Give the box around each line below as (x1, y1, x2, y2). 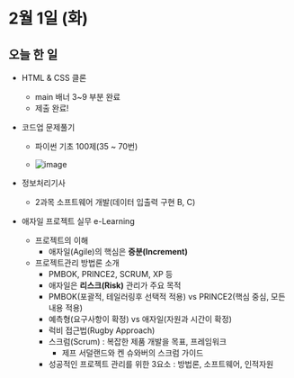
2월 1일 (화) (8, 8, 89, 29)
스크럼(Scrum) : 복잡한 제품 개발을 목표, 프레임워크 (48, 337, 227, 346)
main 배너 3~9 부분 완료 (34, 92, 121, 102)
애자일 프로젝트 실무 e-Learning (21, 216, 136, 226)
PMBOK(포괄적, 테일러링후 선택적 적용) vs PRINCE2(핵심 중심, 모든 (48, 292, 286, 301)
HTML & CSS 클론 (21, 73, 87, 83)
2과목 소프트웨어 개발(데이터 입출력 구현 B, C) (34, 197, 196, 207)
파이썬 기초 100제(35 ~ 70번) (34, 141, 138, 151)
